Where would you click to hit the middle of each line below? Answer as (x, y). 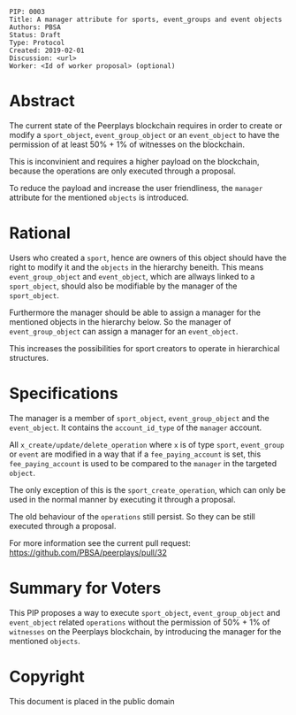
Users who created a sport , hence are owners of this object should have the (148, 258)
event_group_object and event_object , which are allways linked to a (132, 276)
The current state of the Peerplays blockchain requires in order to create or (146, 125)
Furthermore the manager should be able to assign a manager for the (135, 312)
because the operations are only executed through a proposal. (123, 171)
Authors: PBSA (35, 27)
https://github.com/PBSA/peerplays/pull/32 (88, 552)
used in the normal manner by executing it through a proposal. (122, 499)
